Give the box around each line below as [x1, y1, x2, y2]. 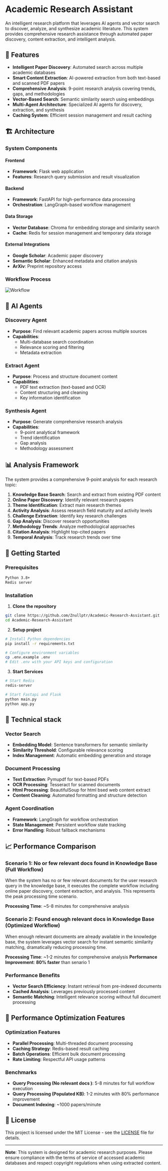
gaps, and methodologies [12, 90, 65, 96]
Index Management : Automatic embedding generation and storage [12, 753, 151, 759]
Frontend [5, 157, 25, 163]
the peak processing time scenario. [5, 893, 78, 900]
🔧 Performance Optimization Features [5, 1014, 125, 1022]
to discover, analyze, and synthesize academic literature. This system [5, 25, 148, 31]
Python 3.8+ [5, 575, 30, 580]
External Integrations [5, 241, 50, 247]
